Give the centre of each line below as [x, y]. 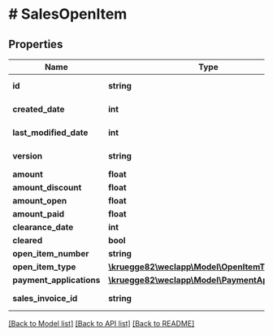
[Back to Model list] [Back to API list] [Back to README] [102, 323]
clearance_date [43, 227]
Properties [36, 44]
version [28, 156]
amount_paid [39, 214]
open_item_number [51, 253]
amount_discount [47, 188]
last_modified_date [50, 133]
